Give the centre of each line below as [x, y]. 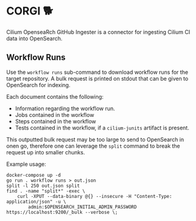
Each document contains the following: [55, 96]
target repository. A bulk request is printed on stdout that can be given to [97, 78]
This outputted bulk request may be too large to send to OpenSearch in [95, 139]
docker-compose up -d [34, 175]
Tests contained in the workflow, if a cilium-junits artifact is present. [102, 128]
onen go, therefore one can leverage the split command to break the [93, 146]
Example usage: [26, 164]
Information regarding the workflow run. [65, 108]
